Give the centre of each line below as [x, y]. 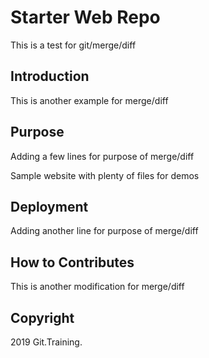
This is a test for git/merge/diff [73, 45]
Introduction [50, 76]
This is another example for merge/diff [89, 100]
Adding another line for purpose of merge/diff [104, 231]
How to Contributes [72, 262]
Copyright [42, 317]
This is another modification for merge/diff [97, 287]
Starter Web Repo [85, 17]
